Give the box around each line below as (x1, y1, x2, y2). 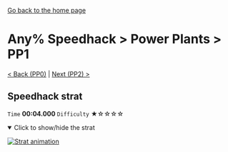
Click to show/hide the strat (14, 123, 95, 131)
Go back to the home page (7, 6, 86, 14)
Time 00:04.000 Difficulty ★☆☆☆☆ (7, 109, 124, 118)
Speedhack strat (7, 91, 83, 103)
